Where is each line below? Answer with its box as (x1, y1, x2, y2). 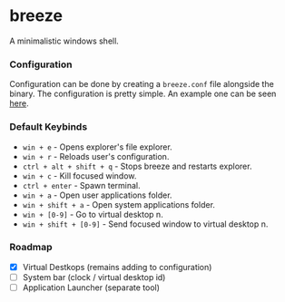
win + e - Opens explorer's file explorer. (22, 141, 172, 152)
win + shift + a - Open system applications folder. (22, 199, 216, 209)
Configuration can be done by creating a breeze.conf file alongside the (9, 79, 274, 90)
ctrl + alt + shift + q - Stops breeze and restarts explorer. (22, 161, 252, 171)
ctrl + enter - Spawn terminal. (22, 180, 141, 190)
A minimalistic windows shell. (9, 35, 120, 46)
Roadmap (9, 241, 53, 254)
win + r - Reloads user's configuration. (22, 151, 170, 161)
